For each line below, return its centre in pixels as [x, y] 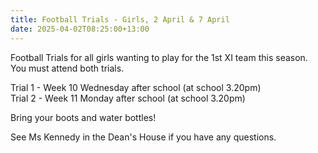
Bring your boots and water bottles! [83, 117]
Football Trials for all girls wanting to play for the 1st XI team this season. [159, 57]
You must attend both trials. [67, 68]
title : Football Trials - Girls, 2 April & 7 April [120, 19]
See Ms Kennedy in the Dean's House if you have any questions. [143, 137]
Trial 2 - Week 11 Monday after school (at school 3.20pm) [128, 98]
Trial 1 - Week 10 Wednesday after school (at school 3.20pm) [136, 87]
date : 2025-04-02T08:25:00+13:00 [80, 29]
